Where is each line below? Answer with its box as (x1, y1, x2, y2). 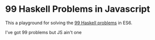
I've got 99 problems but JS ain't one (5, 29, 82, 35)
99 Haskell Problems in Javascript (5, 3, 150, 15)
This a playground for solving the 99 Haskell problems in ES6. (5, 20, 132, 26)
